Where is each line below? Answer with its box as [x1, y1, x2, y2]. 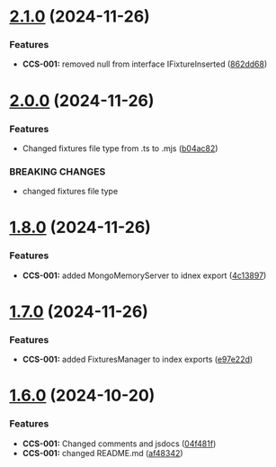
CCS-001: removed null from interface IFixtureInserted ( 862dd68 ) [22, 58, 268, 69]
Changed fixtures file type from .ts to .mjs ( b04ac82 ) [22, 142, 218, 154]
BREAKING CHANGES [9, 165, 106, 177]
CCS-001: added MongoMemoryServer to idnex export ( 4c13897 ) [22, 270, 267, 281]
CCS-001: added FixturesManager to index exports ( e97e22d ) [22, 354, 254, 365]
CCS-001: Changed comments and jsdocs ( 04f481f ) [22, 438, 217, 449]
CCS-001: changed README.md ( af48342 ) [22, 447, 183, 458]
